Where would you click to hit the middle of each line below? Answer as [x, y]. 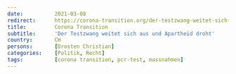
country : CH [34, 40]
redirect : [22, 20]
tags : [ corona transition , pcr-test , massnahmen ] [96, 60]
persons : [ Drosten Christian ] [61, 47]
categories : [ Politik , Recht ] [56, 54]
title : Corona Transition [58, 27]
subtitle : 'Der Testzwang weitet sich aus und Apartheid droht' [111, 33]
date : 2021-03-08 [47, 14]
